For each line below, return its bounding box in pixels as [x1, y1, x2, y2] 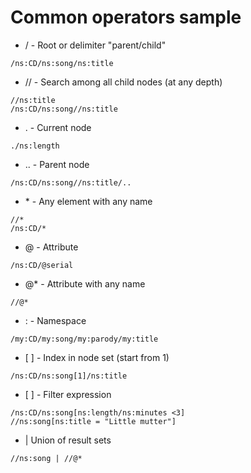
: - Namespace [24, 314, 87, 326]
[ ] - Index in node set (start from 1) [24, 351, 170, 363]
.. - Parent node [24, 158, 90, 170]
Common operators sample [10, 6, 242, 29]
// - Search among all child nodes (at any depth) [24, 76, 223, 88]
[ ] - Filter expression [24, 388, 112, 400]
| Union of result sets [24, 434, 112, 446]
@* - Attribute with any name [24, 277, 146, 290]
